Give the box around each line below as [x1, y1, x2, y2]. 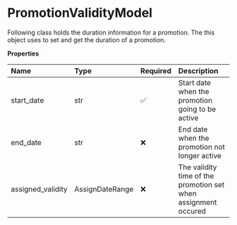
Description [178, 65, 219, 75]
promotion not [178, 142, 226, 152]
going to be [178, 104, 217, 114]
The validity [178, 162, 217, 172]
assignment [178, 197, 217, 207]
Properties [7, 49, 39, 58]
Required [140, 65, 171, 75]
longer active [178, 150, 222, 160]
